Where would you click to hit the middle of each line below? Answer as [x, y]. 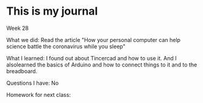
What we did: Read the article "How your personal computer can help [94, 40]
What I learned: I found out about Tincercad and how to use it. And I [91, 58]
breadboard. [22, 71]
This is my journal [52, 11]
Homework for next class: [39, 94]
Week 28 [18, 28]
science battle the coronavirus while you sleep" [66, 46]
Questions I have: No [33, 83]
